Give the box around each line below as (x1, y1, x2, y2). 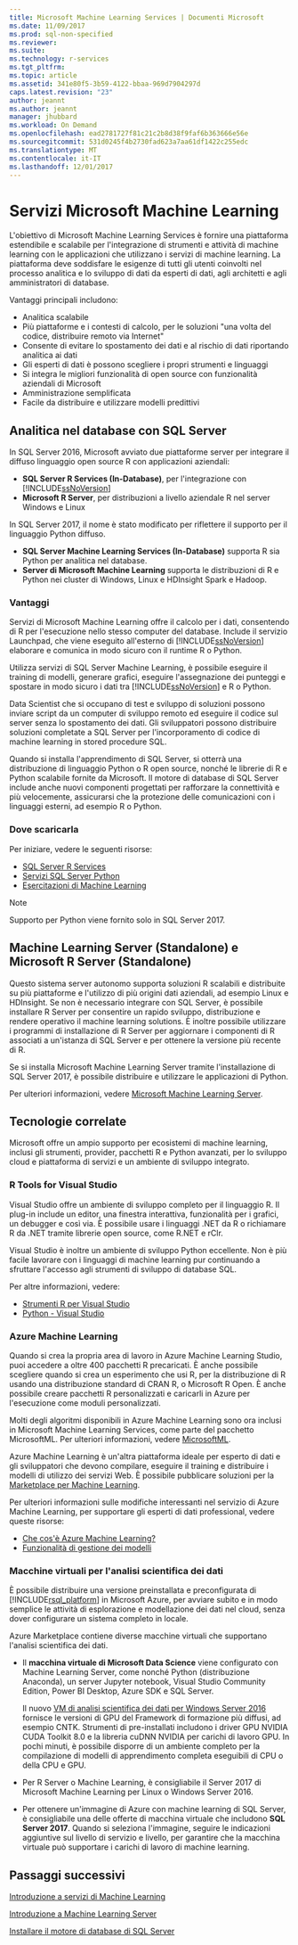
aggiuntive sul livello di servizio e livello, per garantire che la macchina (21, 1833, 280, 1843)
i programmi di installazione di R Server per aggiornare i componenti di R (9, 1025, 276, 1036)
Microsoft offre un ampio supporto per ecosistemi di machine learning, (9, 1137, 269, 1148)
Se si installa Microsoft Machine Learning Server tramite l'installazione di (9, 1062, 276, 1072)
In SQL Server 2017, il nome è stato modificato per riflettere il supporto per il (9, 519, 287, 530)
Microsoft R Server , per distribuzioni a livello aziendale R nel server (21, 492, 271, 504)
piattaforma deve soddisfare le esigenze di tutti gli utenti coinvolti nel (9, 259, 262, 269)
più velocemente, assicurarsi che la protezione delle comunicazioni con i (9, 792, 276, 802)
